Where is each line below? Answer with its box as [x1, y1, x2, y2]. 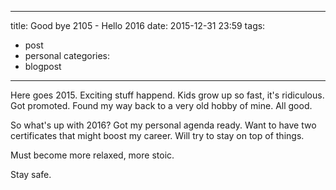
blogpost [24, 61, 62, 72]
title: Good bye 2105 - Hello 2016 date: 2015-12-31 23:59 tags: [10, 20, 266, 31]
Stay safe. [10, 169, 52, 180]
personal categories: [24, 50, 111, 61]
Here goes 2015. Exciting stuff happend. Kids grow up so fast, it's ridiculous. [10, 89, 325, 101]
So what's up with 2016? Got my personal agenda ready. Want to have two [10, 119, 317, 131]
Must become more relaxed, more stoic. [10, 149, 175, 161]
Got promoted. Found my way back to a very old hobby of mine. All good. [10, 100, 313, 111]
